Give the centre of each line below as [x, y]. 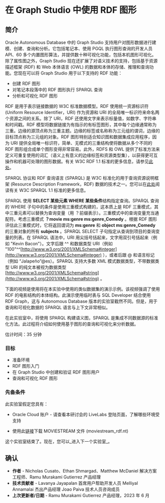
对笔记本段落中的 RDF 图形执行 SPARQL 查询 [57, 90]
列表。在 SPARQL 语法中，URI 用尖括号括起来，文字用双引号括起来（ [83, 238]
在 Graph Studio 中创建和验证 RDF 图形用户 [56, 372]
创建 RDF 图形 [26, 83]
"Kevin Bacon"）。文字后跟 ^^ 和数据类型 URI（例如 [62, 244]
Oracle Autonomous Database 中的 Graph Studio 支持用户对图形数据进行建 [81, 42]
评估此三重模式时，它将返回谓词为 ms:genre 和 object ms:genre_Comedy [80, 225]
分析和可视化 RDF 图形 [35, 96]
